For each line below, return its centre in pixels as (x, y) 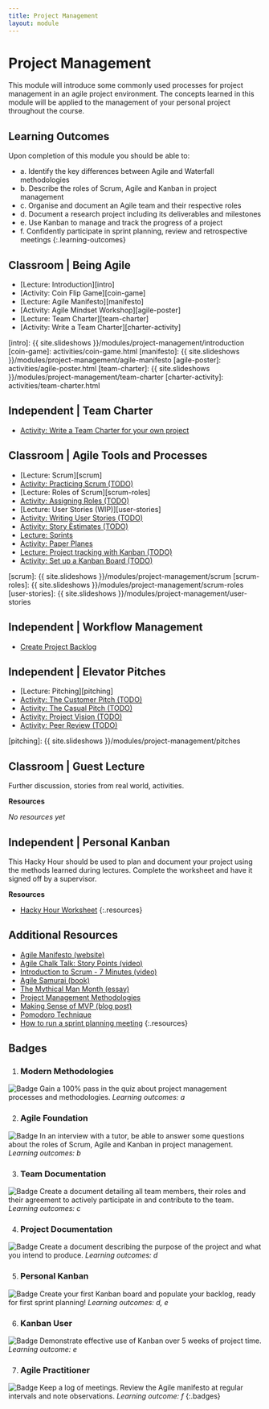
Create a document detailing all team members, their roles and (143, 1192)
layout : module (34, 23)
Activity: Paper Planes (57, 543)
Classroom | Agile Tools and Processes (108, 456)
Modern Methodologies (67, 1072)
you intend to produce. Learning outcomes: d (83, 1255)
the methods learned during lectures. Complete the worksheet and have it (130, 870)
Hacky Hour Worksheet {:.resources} (81, 910)
